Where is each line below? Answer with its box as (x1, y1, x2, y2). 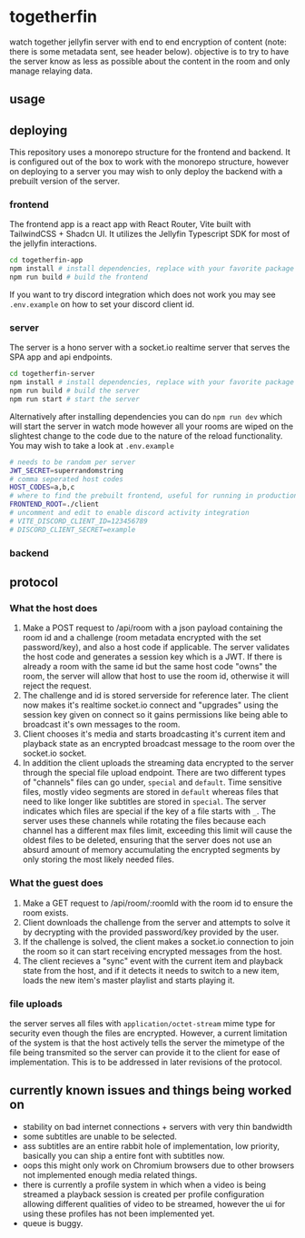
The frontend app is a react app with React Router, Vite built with (9, 219, 251, 230)
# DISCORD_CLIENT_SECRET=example (9, 525, 136, 534)
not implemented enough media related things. (22, 1169, 198, 1180)
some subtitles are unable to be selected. (22, 1131, 177, 1142)
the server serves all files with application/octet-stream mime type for (9, 1017, 276, 1028)
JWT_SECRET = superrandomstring (9, 466, 124, 475)
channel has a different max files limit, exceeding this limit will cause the (22, 825, 293, 837)
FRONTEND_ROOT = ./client (9, 500, 100, 510)
